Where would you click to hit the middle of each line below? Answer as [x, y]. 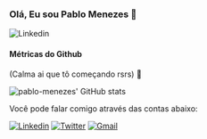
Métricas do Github [46, 53]
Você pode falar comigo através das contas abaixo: [103, 108]
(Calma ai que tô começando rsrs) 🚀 [76, 74]
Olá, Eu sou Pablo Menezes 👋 [73, 14]
